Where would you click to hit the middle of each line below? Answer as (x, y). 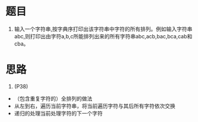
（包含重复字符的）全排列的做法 (53, 98)
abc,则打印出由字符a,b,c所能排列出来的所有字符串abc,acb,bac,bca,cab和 (103, 36)
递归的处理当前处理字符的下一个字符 (58, 113)
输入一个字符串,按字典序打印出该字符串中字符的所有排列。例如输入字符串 (103, 29)
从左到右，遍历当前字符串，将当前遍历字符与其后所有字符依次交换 (95, 105)
